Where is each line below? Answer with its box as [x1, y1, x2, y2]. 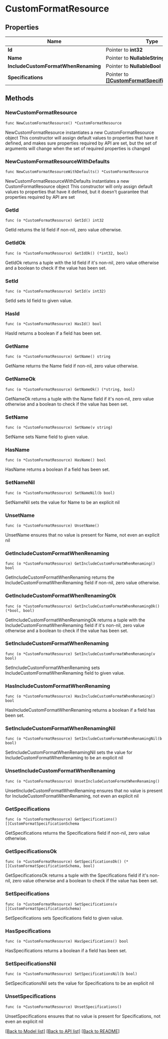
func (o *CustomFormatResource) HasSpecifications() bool [5, 939, 128, 944]
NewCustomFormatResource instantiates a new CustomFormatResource [5, 129, 154, 136]
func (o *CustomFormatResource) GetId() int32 [5, 218, 104, 223]
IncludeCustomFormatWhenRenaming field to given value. [5, 670, 125, 676]
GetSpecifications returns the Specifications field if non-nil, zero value [5, 830, 150, 836]
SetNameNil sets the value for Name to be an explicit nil [5, 499, 120, 505]
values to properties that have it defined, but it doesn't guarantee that [5, 189, 148, 195]
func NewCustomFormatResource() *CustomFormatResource [5, 120, 122, 125]
